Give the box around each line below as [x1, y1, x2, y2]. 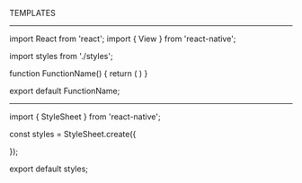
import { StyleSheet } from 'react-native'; [9, 111, 161, 122]
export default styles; [9, 163, 88, 174]
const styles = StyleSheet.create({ [9, 129, 137, 139]
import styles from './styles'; [9, 51, 114, 61]
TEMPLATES [9, 8, 56, 18]
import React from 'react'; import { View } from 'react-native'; [9, 33, 236, 44]
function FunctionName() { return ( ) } [9, 68, 148, 79]
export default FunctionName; [9, 85, 120, 96]
